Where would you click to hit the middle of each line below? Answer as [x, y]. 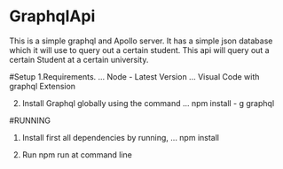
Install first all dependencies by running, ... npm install [121, 137]
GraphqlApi [52, 16]
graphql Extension [43, 86]
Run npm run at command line [77, 154]
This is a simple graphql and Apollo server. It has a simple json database [141, 41]
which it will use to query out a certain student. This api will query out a [139, 50]
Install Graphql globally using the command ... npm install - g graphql [148, 103]
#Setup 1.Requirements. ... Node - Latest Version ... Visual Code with [134, 76]
